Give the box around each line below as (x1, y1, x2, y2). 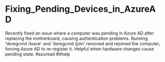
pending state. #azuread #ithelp (5, 51, 70, 57)
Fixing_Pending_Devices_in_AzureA (5, 3, 156, 15)
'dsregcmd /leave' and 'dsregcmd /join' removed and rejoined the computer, (5, 40, 161, 46)
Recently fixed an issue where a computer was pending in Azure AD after (5, 30, 154, 36)
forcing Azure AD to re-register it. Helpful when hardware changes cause (5, 46, 154, 52)
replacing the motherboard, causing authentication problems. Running (5, 35, 148, 41)
